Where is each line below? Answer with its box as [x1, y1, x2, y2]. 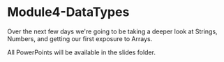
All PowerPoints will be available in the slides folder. [7, 48, 156, 56]
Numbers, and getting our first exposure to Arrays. [7, 34, 153, 42]
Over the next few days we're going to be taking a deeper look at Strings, [7, 27, 218, 36]
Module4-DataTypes [7, 4, 130, 20]
